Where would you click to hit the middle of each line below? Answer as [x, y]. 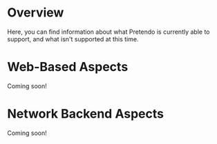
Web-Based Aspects [68, 67]
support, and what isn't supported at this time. [73, 39]
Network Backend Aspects [86, 114]
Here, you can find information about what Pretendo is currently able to [108, 32]
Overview [36, 13]
